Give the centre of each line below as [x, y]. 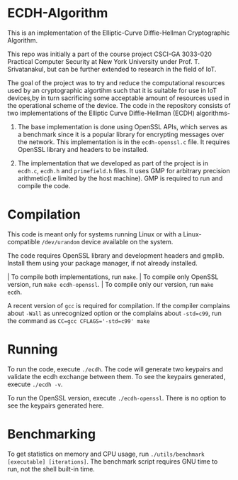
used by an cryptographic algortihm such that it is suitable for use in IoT [112, 90]
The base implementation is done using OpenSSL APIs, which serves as [123, 126]
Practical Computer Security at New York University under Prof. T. [104, 61]
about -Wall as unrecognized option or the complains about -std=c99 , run [114, 313]
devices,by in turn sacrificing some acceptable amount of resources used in [118, 98]
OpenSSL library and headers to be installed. [83, 149]
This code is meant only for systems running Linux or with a [95, 234]
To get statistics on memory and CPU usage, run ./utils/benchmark [106, 454]
